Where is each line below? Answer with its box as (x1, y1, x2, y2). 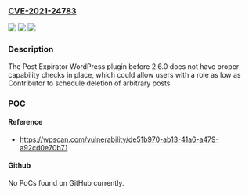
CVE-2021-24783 (8, 5, 77, 16)
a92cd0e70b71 (19, 143, 68, 152)
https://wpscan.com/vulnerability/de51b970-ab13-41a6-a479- (19, 135, 219, 144)
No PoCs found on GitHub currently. (8, 178, 125, 187)
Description (8, 44, 54, 55)
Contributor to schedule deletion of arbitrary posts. (8, 78, 173, 88)
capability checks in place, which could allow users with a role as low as (8, 70, 241, 79)
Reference (8, 117, 43, 127)
